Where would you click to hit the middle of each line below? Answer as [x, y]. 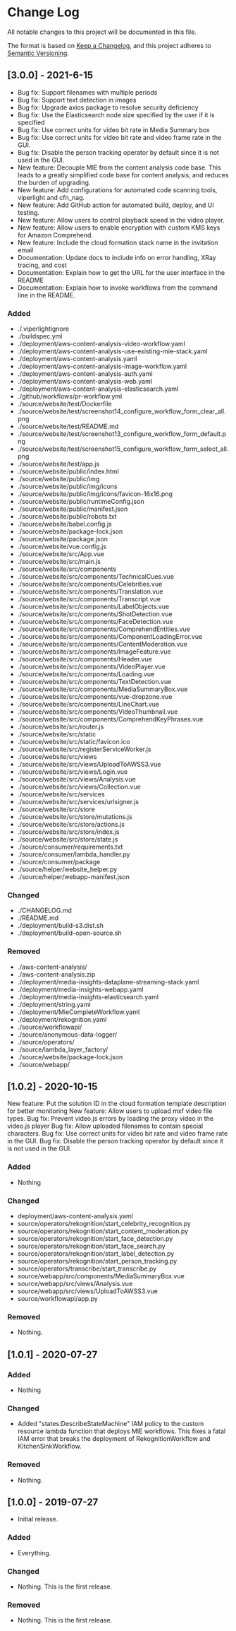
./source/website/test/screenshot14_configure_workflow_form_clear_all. [122, 411]
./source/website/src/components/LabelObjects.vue [93, 607]
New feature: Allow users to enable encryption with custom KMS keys [119, 228]
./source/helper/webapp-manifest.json [74, 877]
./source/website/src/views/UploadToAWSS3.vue [89, 765]
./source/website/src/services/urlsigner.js [78, 802]
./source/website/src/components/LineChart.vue [88, 705]
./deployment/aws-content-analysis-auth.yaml [85, 374]
